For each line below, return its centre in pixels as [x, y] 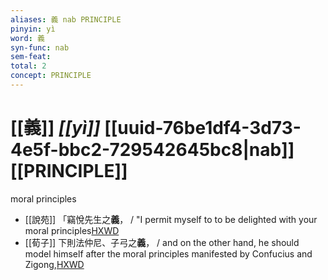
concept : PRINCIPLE [51, 76]
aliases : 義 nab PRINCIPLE [66, 19]
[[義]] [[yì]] [55, 128]
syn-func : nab [40, 47]
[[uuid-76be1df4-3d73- [203, 128]
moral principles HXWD [72, 230]
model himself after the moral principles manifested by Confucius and [168, 253]
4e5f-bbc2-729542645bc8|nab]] [152, 150]
